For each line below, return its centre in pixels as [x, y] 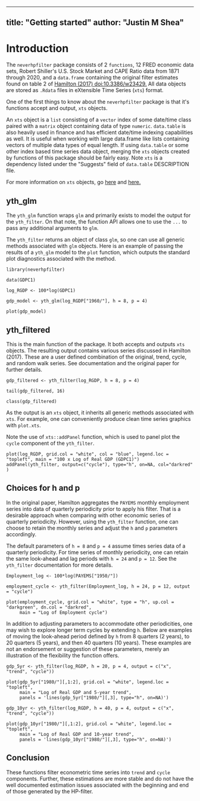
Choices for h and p [43, 488]
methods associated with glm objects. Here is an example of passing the [95, 246]
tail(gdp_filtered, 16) [36, 391]
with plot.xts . [24, 425]
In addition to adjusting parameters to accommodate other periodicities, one [99, 623]
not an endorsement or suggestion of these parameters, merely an [88, 649]
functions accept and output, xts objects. [57, 108]
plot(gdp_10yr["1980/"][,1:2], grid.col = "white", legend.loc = [89, 724]
